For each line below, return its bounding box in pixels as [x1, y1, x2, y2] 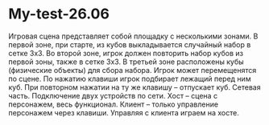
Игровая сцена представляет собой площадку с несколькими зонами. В [8, 31, 259, 41]
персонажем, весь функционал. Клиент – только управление [8, 99, 219, 109]
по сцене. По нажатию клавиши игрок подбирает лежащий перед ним [8, 74, 251, 83]
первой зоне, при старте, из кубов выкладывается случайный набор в [8, 39, 251, 49]
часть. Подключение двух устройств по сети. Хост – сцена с [8, 91, 218, 100]
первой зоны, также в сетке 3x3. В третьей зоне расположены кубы [8, 57, 244, 67]
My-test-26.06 [8, 5, 110, 23]
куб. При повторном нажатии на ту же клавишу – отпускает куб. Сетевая [8, 82, 261, 92]
